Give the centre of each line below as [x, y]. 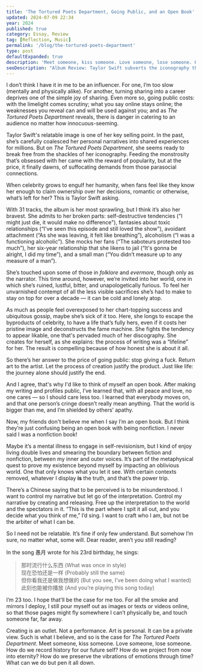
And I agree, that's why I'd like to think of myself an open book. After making [101, 385]
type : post [20, 51]
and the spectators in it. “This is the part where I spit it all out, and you [93, 509]
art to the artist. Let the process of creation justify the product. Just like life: [100, 366]
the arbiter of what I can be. [41, 522]
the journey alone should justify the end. [56, 373]
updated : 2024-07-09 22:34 [40, 17]
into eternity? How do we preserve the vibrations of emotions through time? [100, 656]
